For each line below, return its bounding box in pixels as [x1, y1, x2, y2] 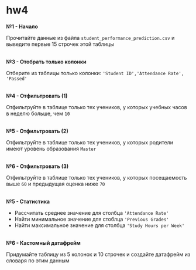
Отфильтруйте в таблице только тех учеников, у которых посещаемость [6, 174, 187, 181]
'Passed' [6, 76, 27, 82]
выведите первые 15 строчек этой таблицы [6, 41, 114, 48]
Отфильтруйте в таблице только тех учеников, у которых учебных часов [6, 103, 187, 110]
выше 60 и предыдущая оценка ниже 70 [6, 180, 105, 187]
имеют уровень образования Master [6, 145, 97, 152]
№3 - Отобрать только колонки [6, 58, 87, 65]
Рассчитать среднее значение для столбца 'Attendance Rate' [14, 209, 169, 216]
